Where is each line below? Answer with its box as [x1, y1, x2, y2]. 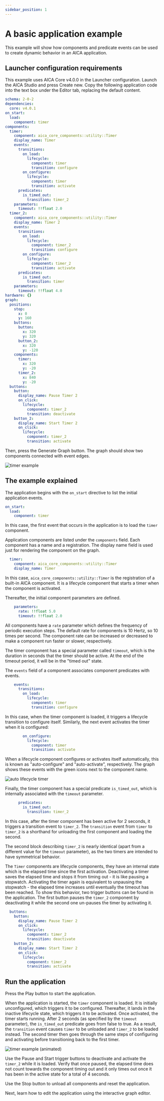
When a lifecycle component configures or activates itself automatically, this [5, 756, 159, 762]
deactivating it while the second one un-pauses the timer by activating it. [5, 899, 152, 905]
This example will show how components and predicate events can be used [5, 45, 158, 51]
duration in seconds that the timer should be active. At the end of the [5, 653, 144, 659]
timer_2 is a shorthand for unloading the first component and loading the [5, 828, 152, 834]
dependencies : [5, 102, 34, 106]
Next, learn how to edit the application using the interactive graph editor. [5, 1090, 151, 1096]
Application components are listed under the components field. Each [5, 537, 141, 543]
